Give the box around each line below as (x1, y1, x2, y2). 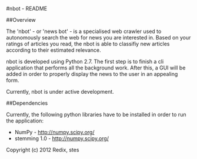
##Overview (6, 16, 36, 23)
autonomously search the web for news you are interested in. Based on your (6, 34, 191, 41)
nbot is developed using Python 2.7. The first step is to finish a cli (6, 58, 164, 65)
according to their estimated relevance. (6, 47, 101, 54)
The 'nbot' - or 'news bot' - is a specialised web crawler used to (6, 28, 162, 35)
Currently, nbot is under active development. (6, 88, 115, 95)
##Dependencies (6, 100, 48, 107)
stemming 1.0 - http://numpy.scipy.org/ (14, 135, 109, 142)
